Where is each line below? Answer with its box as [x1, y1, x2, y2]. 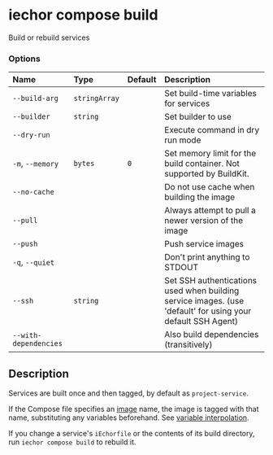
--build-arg [12, 94, 59, 103]
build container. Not [164, 158, 240, 169]
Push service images [164, 238, 245, 250]
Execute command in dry [164, 125, 260, 136]
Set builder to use [164, 112, 232, 123]
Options [8, 53, 41, 64]
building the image [164, 191, 236, 203]
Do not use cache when [164, 182, 255, 193]
